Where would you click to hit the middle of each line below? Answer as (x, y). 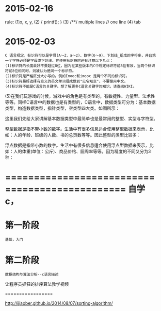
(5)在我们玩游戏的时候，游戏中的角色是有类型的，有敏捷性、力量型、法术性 (80, 96)
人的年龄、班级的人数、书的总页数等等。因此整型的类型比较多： (77, 135)
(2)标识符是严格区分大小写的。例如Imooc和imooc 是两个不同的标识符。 (67, 76)
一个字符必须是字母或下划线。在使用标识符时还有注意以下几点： (59, 60)
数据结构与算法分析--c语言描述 (32, 274)
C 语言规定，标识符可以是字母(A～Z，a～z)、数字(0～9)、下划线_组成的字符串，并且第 (80, 55)
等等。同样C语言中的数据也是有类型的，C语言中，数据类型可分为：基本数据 (80, 102)
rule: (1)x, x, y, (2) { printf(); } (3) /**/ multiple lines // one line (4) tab (73, 22)
